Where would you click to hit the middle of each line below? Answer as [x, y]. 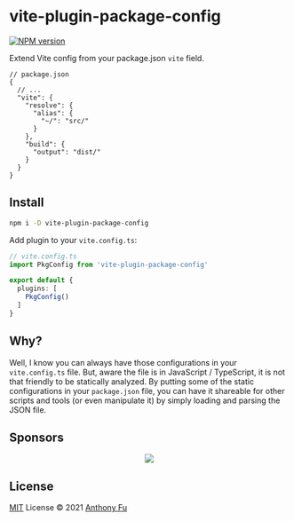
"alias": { [53, 113]
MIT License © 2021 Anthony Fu [68, 508]
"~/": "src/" [65, 121]
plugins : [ [37, 289]
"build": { [45, 144]
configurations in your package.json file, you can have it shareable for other [147, 391]
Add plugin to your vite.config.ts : [73, 240]
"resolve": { [49, 105]
